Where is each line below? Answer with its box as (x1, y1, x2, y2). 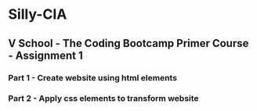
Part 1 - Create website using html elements (8, 72, 178, 83)
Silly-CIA (8, 5, 67, 23)
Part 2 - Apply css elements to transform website (8, 93, 199, 104)
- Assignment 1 (8, 48, 84, 62)
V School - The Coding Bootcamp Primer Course (8, 37, 249, 50)
